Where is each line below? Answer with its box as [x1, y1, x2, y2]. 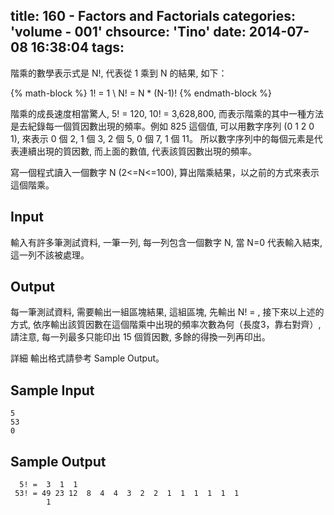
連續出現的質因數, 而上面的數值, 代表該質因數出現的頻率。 [18, 145, 257, 157]
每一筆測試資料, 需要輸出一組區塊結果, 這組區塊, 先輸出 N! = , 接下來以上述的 [10, 306, 325, 318]
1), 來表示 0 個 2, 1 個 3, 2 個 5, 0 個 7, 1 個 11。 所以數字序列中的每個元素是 [10, 132, 315, 144]
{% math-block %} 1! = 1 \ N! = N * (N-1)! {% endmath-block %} [10, 87, 272, 99]
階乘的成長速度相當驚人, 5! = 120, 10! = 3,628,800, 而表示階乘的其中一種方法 [10, 107, 325, 119]
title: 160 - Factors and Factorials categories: [10, 8, 296, 25]
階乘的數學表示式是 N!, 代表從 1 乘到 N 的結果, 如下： [10, 67, 228, 79]
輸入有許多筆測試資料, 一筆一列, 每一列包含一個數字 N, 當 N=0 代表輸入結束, [10, 236, 323, 248]
